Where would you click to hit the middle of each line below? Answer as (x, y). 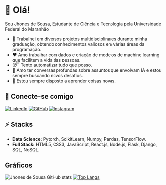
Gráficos (19, 165)
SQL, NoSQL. (26, 150)
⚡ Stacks (19, 125)
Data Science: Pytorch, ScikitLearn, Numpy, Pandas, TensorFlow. (79, 139)
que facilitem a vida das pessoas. (46, 60)
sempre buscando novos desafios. (48, 75)
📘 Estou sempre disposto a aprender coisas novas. (64, 81)
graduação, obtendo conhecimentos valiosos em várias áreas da (78, 44)
